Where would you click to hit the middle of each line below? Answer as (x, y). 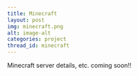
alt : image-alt (29, 33)
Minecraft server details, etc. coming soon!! (69, 65)
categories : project (37, 39)
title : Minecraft (32, 13)
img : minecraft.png (35, 26)
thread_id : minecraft (38, 46)
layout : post (26, 20)
